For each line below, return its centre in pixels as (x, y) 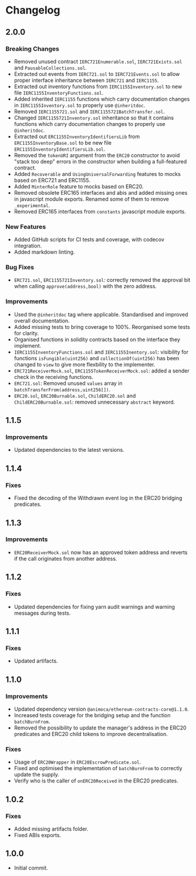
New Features (26, 227)
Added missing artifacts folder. (51, 829)
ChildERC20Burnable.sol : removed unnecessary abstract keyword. (94, 402)
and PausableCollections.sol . (50, 68)
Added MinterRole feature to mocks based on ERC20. (79, 186)
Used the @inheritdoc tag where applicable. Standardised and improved (101, 314)
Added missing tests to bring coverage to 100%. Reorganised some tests (102, 327)
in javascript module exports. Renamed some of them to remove (92, 199)
